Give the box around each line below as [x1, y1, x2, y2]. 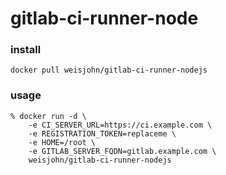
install [10, 43, 42, 57]
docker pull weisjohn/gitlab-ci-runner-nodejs [10, 65, 208, 76]
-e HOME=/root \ [28, 137, 97, 147]
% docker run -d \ [10, 111, 87, 121]
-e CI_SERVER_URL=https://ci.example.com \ [28, 120, 213, 130]
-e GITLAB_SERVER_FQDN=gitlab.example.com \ [28, 146, 217, 156]
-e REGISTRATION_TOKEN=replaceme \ [28, 128, 177, 139]
